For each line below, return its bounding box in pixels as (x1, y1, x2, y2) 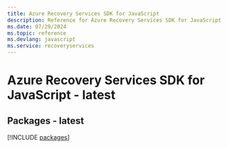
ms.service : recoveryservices (7, 42, 95, 49)
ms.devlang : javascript (7, 36, 76, 43)
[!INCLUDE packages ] (7, 133, 70, 141)
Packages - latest (7, 115, 85, 126)
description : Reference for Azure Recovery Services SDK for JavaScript (7, 17, 222, 24)
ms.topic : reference (7, 29, 67, 37)
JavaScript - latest (7, 88, 116, 103)
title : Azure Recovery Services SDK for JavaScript (7, 10, 159, 17)
